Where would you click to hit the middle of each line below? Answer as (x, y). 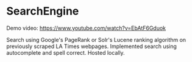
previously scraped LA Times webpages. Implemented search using (91, 46)
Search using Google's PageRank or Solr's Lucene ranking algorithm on (96, 40)
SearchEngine (43, 11)
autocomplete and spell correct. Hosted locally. (66, 52)
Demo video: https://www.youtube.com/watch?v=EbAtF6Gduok (86, 28)
